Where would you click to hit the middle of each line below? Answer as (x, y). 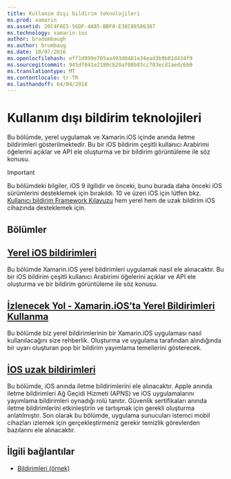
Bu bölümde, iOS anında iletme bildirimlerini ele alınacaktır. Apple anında (110, 386)
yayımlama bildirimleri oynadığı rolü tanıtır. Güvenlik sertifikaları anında (107, 401)
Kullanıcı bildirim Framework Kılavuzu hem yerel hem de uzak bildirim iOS (111, 201)
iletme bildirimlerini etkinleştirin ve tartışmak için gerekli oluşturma (101, 408)
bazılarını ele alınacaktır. (41, 430)
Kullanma (28, 317)
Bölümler (27, 229)
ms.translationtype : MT (41, 71)
